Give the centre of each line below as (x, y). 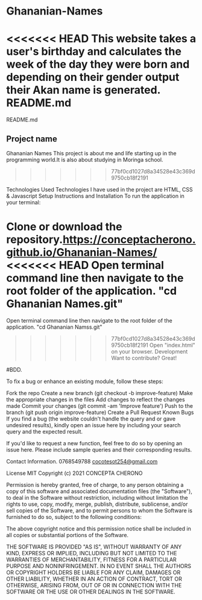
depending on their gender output (93, 77)
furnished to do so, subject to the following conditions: (74, 517)
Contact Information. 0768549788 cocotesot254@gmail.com (82, 461)
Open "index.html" (173, 345)
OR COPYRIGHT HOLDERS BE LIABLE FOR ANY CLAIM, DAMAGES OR (93, 572)
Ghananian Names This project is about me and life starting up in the (91, 153)
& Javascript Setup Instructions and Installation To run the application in (96, 196)
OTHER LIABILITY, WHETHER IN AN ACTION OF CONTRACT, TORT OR (94, 579)
